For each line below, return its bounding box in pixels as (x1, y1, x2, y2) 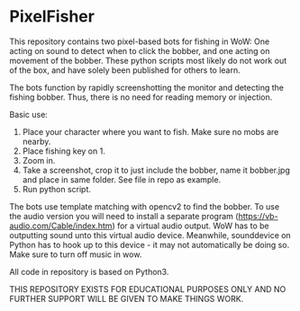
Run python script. (22, 183, 92, 194)
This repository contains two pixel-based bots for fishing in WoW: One (9, 36, 270, 47)
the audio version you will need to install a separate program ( (9, 210, 239, 221)
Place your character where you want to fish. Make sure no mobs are (22, 126, 279, 137)
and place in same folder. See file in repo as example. (22, 173, 222, 185)
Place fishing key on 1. (22, 146, 105, 156)
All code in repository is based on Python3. (9, 266, 169, 277)
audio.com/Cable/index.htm (9, 220, 113, 231)
